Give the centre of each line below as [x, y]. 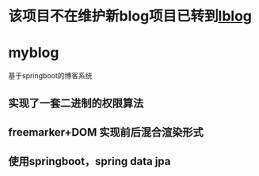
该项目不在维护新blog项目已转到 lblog [130, 16]
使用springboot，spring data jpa [90, 161]
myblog [34, 53]
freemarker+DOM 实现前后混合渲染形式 [106, 132]
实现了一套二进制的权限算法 [76, 103]
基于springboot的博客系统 [50, 76]
